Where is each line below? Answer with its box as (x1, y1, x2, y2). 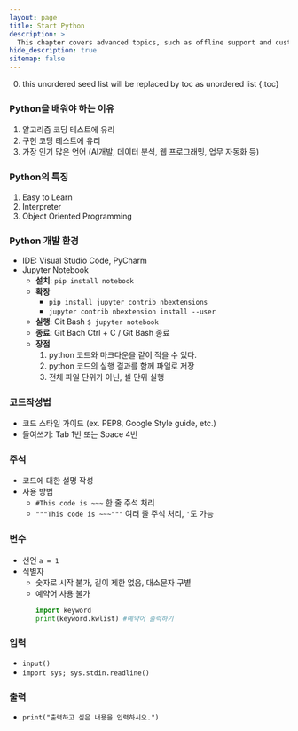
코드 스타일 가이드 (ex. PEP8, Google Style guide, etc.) (21, 418, 217, 429)
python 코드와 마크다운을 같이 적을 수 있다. (48, 349, 198, 360)
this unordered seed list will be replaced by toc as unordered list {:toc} (21, 79, 279, 89)
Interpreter (21, 201, 62, 211)
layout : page (9, 12, 58, 22)
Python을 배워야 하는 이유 (9, 102, 115, 115)
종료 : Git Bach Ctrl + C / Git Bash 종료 (35, 327, 170, 338)
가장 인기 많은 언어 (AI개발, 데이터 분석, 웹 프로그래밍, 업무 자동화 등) (21, 147, 260, 157)
